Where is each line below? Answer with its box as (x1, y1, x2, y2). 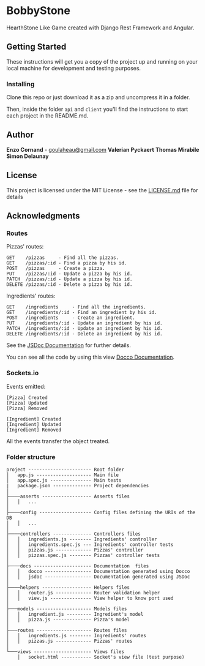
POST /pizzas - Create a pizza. (6, 266, 105, 272)
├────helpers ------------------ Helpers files (6, 584, 130, 591)
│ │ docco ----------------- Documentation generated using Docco (6, 568, 190, 574)
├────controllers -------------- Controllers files (6, 531, 141, 537)
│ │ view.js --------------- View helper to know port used (6, 595, 174, 601)
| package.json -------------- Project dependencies (6, 482, 149, 488)
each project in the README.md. (6, 112, 89, 119)
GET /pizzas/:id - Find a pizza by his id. (6, 260, 127, 266)
